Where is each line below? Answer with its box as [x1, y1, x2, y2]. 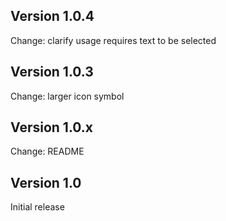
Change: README [10, 145, 85, 158]
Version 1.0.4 [10, 8, 95, 25]
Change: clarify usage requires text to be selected [10, 34, 217, 46]
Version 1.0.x [10, 119, 94, 136]
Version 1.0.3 [10, 64, 94, 81]
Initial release [10, 201, 65, 213]
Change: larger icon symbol [10, 90, 125, 102]
